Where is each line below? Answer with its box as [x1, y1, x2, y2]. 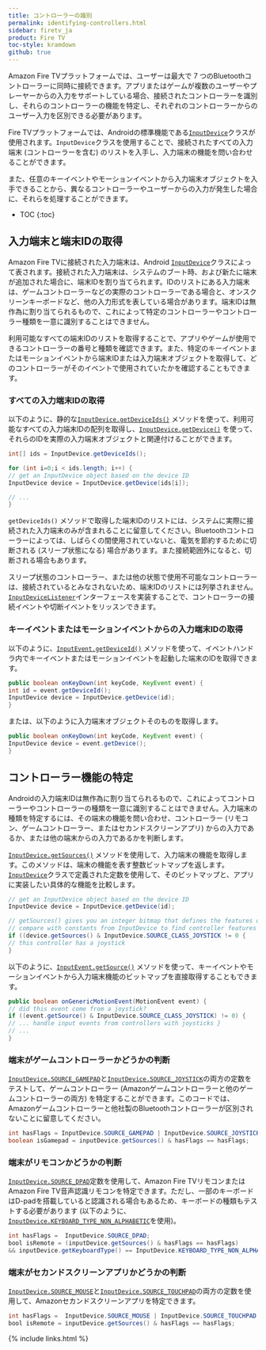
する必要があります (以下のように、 [14, 1206, 131, 1216]
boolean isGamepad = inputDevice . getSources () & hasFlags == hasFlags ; [8, 1137, 249, 1145]
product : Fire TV [8, 33, 66, 42]
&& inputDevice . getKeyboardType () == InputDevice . [8, 1247, 179, 1255]
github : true [8, 48, 51, 56]
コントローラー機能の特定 [8, 771, 133, 784]
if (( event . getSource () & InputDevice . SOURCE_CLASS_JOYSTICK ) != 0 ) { [8, 1012, 246, 1020]
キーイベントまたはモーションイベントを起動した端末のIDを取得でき [28, 653, 251, 662]
